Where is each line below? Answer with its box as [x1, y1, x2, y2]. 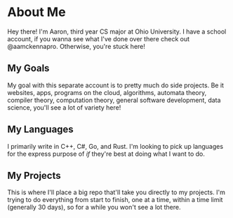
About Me [7, 4, 66, 20]
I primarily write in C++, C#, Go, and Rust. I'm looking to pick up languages [7, 142, 223, 150]
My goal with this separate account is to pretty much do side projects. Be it [7, 81, 225, 89]
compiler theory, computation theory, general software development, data [7, 96, 221, 104]
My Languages [7, 124, 74, 136]
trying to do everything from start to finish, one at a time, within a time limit [7, 196, 223, 204]
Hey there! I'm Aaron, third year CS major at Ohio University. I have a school [7, 27, 227, 36]
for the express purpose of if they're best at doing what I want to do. [7, 150, 206, 158]
